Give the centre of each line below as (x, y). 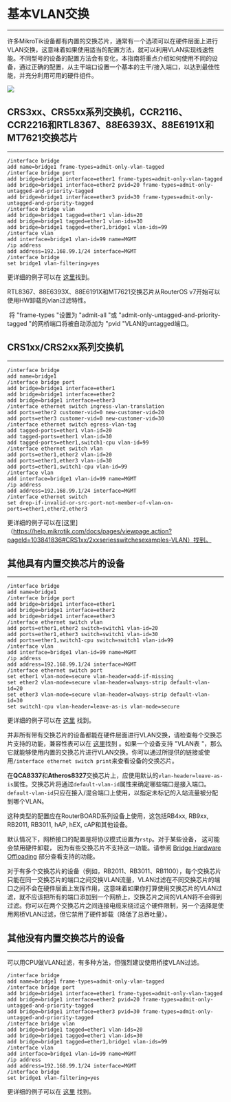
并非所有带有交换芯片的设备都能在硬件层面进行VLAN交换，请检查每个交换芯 (114, 735)
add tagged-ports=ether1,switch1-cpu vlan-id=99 (78, 442)
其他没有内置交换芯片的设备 (66, 938)
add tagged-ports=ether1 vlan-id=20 (59, 430)
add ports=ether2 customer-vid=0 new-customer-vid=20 (86, 412)
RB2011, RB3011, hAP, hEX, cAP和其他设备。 (69, 825)
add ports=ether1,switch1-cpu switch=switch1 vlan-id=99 (90, 641)
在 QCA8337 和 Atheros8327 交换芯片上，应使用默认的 (83, 775)
